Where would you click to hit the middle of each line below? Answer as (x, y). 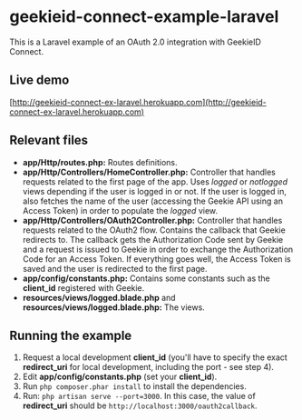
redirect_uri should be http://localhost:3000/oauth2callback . (140, 405)
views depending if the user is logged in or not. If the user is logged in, (155, 191)
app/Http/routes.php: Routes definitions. (100, 162)
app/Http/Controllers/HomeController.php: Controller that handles (149, 172)
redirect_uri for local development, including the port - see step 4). (148, 367)
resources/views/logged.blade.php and (99, 297)
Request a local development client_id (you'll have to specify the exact (155, 357)
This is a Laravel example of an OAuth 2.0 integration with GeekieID (135, 42)
